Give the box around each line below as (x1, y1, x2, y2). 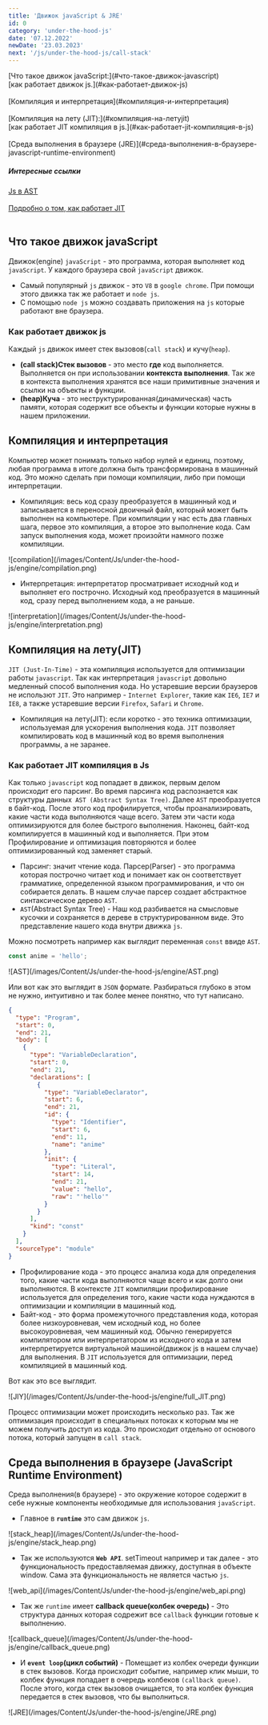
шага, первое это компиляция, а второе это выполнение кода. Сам (19, 522, 250, 532)
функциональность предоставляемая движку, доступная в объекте (19, 1561, 252, 1572)
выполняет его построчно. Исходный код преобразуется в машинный (19, 587, 260, 597)
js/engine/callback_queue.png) (8, 1642, 110, 1652)
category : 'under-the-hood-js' (8, 26, 113, 34)
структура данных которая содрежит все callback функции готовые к (19, 1610, 259, 1620)
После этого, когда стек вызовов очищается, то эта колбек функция (19, 1683, 254, 1693)
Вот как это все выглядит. (8, 1376, 98, 1386)
